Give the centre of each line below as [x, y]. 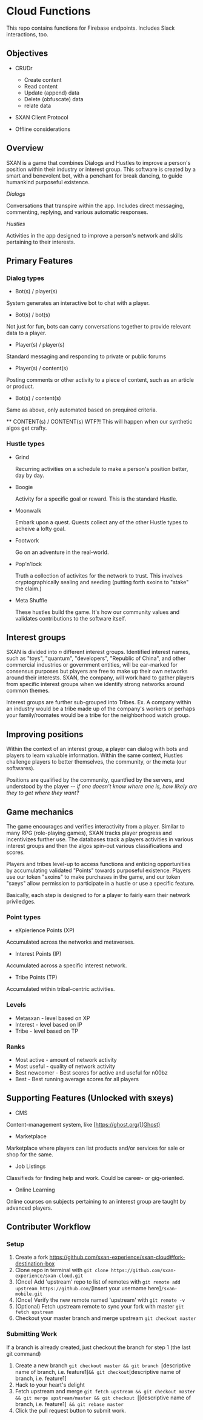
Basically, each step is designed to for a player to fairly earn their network [98, 895]
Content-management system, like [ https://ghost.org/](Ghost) [83, 1124]
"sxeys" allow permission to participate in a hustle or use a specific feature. [101, 883]
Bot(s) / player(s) [36, 292]
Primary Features [40, 261]
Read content [41, 86]
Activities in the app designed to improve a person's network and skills [95, 235]
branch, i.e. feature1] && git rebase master [69, 1404]
